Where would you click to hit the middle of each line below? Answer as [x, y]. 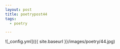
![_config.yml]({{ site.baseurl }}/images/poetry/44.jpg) [60, 42]
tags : [11, 19]
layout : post [19, 10]
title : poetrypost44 [26, 14]
